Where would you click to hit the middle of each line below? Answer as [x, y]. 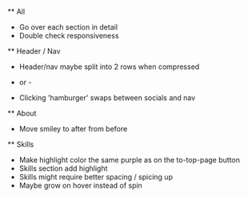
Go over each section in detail [68, 27]
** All [16, 12]
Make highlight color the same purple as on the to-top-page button [130, 160]
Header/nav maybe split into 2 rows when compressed [109, 67]
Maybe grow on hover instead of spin [81, 185]
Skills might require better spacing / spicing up [96, 177]
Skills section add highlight [63, 168]
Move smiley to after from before [73, 129]
